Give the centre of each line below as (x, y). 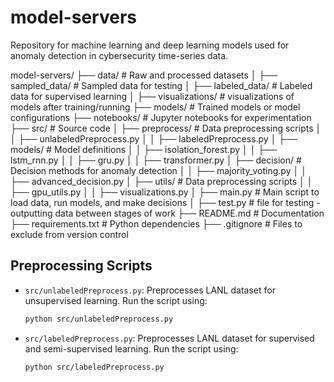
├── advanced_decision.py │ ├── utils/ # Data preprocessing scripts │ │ (161, 181)
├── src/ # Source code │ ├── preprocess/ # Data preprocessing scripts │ (166, 128)
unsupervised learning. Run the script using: (116, 300)
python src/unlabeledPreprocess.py (99, 319)
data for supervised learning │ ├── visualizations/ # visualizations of (152, 96)
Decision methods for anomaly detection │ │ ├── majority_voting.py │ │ (158, 170)
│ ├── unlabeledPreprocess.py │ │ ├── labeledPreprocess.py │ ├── (154, 138)
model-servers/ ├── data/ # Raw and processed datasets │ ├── (144, 75)
